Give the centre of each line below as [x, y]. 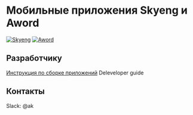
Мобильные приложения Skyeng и [97, 10]
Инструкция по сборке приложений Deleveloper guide [75, 73]
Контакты [25, 91]
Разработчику [34, 58]
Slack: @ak [20, 105]
